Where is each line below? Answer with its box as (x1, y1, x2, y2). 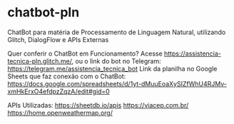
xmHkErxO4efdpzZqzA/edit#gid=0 (7, 87, 111, 95)
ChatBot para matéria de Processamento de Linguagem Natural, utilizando (7, 28, 226, 36)
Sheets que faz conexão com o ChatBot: (7, 72, 126, 81)
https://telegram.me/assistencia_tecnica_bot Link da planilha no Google (7, 64, 218, 73)
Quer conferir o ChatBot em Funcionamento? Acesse (7, 49, 163, 58)
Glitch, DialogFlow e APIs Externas (7, 35, 109, 43)
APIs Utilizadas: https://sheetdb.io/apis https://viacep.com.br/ (7, 100, 189, 109)
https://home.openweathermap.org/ (7, 108, 113, 117)
